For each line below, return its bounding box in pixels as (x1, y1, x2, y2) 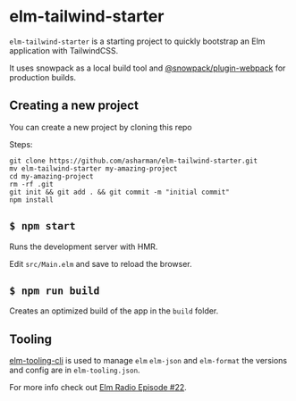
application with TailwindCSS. (9, 45, 119, 55)
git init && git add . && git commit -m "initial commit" (9, 188, 230, 196)
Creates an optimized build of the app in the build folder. (9, 305, 219, 316)
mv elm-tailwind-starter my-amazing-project (9, 163, 178, 173)
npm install (9, 195, 54, 205)
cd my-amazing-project (9, 171, 94, 180)
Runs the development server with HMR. (9, 241, 158, 252)
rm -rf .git (9, 180, 54, 188)
